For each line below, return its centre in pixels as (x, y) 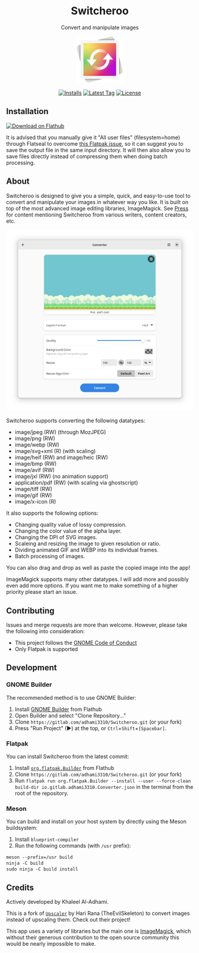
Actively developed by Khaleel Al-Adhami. (57, 902)
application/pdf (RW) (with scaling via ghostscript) (76, 483)
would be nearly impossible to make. (51, 944)
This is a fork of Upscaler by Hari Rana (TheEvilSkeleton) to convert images (98, 913)
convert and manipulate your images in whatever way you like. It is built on (97, 202)
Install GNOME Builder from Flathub (58, 709)
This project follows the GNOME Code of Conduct (76, 643)
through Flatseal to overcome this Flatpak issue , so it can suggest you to (95, 143)
